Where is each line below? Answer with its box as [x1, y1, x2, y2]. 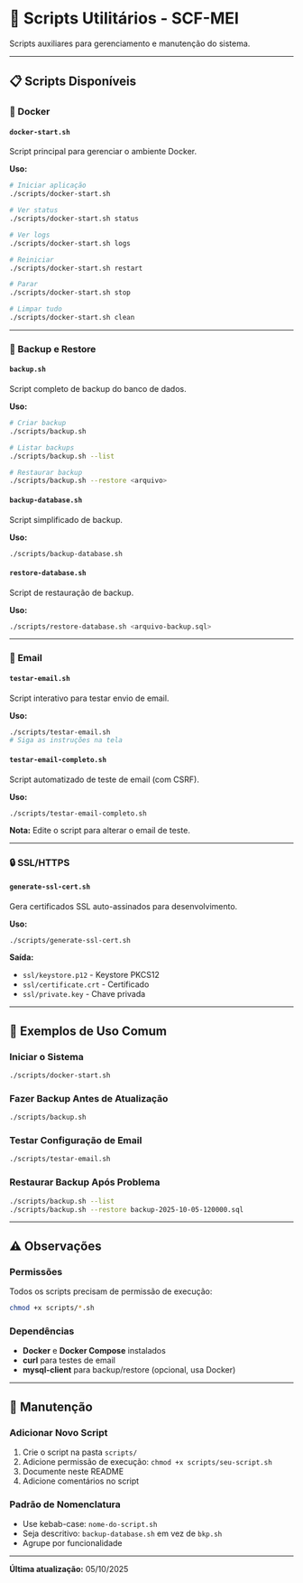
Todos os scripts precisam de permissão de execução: [9, 1286, 213, 1297]
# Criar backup [9, 419, 67, 428]
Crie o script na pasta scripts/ [22, 1447, 138, 1457]
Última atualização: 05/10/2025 [9, 1564, 129, 1575]
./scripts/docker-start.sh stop [9, 288, 131, 297]
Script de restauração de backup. [9, 587, 134, 598]
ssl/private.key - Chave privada [22, 989, 146, 1000]
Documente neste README [22, 1466, 124, 1476]
